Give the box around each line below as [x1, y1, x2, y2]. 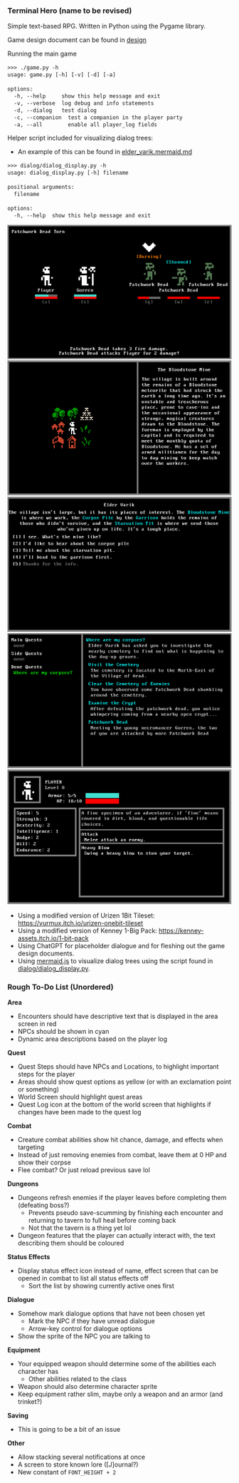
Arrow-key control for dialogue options [28, 1325, 142, 1333]
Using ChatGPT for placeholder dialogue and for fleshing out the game [17, 942, 225, 950]
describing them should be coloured [17, 1239, 124, 1248]
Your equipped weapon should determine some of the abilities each [17, 1360, 217, 1368]
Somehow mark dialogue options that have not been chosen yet [17, 1309, 206, 1318]
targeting [17, 1143, 45, 1151]
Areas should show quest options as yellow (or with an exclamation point [17, 1077, 232, 1086]
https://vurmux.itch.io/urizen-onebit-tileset [17, 919, 144, 928]
